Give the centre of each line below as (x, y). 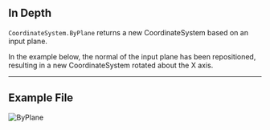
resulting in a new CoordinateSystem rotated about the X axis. (111, 65)
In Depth (30, 13)
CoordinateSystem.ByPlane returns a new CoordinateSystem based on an (129, 32)
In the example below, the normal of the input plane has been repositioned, (132, 56)
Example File (41, 98)
